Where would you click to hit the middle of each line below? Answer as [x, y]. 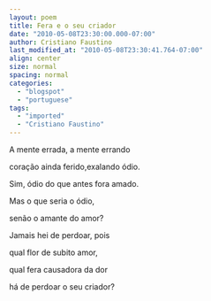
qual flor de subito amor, [54, 252]
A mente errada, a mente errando [70, 150]
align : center [35, 58]
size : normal [33, 67]
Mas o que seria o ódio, [52, 201]
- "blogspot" [41, 91]
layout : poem [33, 17]
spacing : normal [39, 75]
